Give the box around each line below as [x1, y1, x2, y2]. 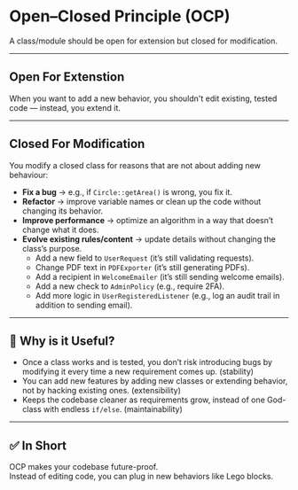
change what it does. [21, 224, 99, 235]
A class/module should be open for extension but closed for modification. [9, 35, 278, 46]
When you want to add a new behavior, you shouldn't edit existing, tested [9, 93, 278, 104]
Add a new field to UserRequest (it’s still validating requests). [35, 253, 255, 263]
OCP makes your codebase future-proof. [9, 462, 159, 472]
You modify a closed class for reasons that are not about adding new [9, 159, 262, 170]
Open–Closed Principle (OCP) [9, 6, 231, 27]
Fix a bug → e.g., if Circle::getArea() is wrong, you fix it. [21, 186, 233, 197]
